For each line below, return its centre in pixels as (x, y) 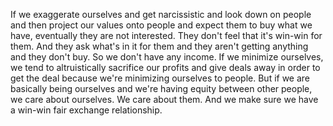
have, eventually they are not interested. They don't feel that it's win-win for (166, 35)
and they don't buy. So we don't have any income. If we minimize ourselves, (167, 57)
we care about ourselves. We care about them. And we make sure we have (164, 99)
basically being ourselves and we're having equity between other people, (161, 88)
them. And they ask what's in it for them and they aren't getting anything (159, 46)
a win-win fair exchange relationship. (86, 110)
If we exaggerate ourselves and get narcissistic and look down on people (161, 14)
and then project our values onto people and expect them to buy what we (161, 25)
